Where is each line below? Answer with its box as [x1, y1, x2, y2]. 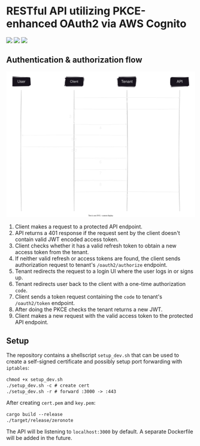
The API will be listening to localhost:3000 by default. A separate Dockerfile [6, 428, 193, 435]
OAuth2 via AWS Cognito [59, 17, 187, 31]
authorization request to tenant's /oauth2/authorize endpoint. [14, 261, 168, 268]
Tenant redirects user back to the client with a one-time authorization [14, 280, 186, 287]
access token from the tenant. [14, 248, 89, 255]
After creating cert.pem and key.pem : [6, 399, 96, 406]
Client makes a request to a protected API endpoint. [14, 223, 143, 230]
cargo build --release [6, 412, 63, 418]
